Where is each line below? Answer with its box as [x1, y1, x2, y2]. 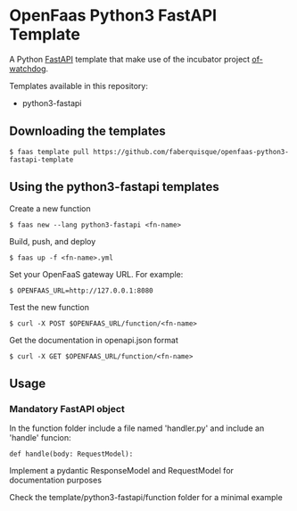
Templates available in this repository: [9, 80, 149, 91]
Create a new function [9, 202, 91, 214]
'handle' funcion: [9, 433, 71, 443]
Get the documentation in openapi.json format [9, 334, 178, 345]
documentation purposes [9, 474, 103, 486]
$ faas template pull [9, 147, 90, 156]
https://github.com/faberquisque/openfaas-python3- [93, 147, 290, 156]
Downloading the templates [9, 124, 167, 139]
